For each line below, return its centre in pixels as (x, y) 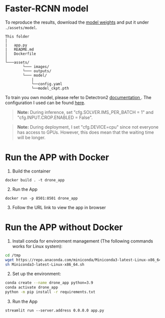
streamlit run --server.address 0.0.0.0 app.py (55, 311)
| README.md (20, 49)
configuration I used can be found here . (45, 103)
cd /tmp (13, 255)
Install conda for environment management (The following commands (82, 241)
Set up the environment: (37, 274)
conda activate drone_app (31, 287)
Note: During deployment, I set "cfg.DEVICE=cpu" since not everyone (88, 127)
